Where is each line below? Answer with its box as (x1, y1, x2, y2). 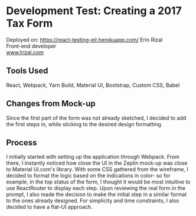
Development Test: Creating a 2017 (6, 4, 182, 18)
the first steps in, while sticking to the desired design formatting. (6, 120, 163, 127)
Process (6, 138, 37, 148)
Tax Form (6, 17, 53, 30)
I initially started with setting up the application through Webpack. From (6, 153, 180, 161)
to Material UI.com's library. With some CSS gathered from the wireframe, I (6, 166, 189, 173)
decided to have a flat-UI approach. (6, 204, 93, 211)
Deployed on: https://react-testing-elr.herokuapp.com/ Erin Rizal (6, 36, 163, 43)
